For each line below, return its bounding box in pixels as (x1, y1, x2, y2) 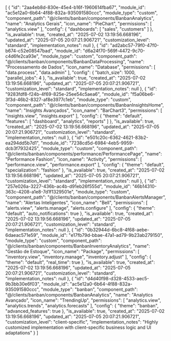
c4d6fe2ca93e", (5, 53, 40, 59)
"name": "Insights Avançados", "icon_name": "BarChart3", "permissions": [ (5, 107, 162, 113)
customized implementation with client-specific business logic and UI (5, 324, 152, 330)
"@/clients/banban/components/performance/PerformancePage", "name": (5, 151, 162, 157)
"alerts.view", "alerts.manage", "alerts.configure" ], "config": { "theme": (5, 205, 156, 211)
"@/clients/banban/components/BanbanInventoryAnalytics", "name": (5, 243, 151, 249)
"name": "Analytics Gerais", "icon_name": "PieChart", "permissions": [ (5, 20, 152, 27)
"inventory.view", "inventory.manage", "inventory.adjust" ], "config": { (5, 254, 152, 260)
